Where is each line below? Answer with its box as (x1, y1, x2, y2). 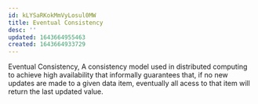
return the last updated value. (8, 87, 104, 96)
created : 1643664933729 (8, 41, 86, 48)
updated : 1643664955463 (8, 33, 86, 41)
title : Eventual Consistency (8, 19, 104, 27)
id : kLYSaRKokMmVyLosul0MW (8, 11, 96, 20)
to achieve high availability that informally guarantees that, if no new (8, 70, 229, 80)
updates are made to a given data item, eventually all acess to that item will (8, 79, 251, 88)
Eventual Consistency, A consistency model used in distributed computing (8, 62, 248, 71)
